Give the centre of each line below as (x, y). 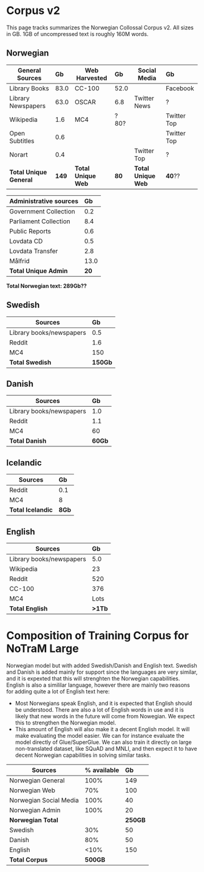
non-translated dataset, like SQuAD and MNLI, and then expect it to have (106, 748)
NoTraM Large (42, 649)
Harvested (92, 78)
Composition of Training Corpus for (98, 636)
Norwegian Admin (35, 810)
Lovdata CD (26, 241)
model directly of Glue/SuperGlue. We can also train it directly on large (104, 742)
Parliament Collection (40, 221)
